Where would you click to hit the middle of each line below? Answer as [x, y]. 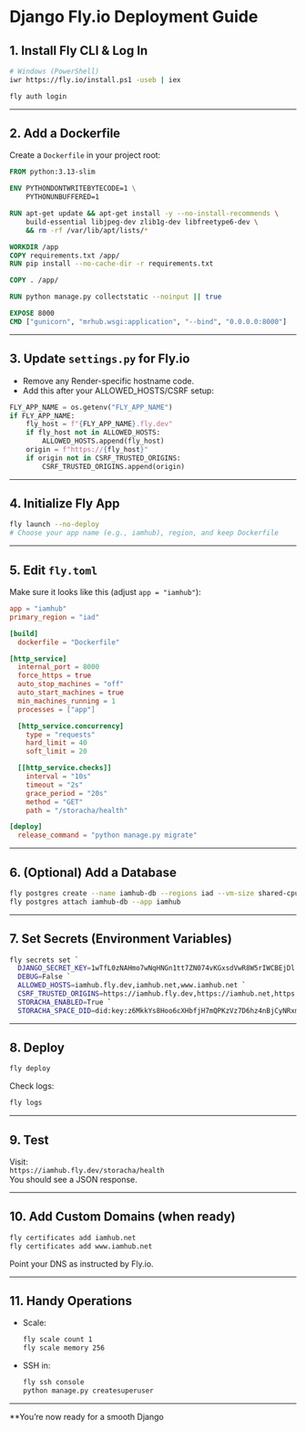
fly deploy [30, 1069]
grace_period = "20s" [66, 793]
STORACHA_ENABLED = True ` [65, 1002]
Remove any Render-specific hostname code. [108, 381]
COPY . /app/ [34, 280]
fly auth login [38, 96]
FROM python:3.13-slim [52, 172]
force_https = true [55, 676]
